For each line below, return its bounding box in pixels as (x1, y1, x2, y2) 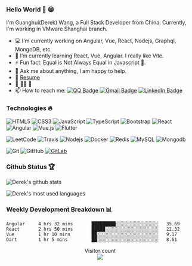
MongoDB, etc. (14, 46, 52, 53)
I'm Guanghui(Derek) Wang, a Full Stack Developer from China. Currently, (6, 19, 187, 26)
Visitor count (84, 247, 116, 255)
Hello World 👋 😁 (6, 5, 55, 14)
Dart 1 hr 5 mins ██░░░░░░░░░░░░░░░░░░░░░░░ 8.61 (6, 237, 178, 243)
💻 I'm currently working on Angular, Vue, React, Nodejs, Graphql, (14, 37, 176, 44)
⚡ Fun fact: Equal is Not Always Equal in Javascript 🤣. (14, 59, 146, 66)
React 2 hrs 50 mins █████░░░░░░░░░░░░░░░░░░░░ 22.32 (6, 227, 180, 233)
